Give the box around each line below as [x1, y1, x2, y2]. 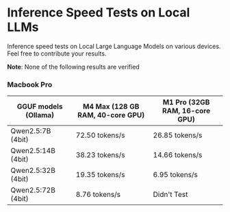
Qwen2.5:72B [10, 185, 56, 195]
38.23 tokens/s [75, 150, 125, 160]
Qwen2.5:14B [10, 146, 56, 156]
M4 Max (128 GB [83, 102, 140, 111]
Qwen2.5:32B [10, 166, 56, 176]
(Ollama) [25, 110, 55, 120]
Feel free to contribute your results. [7, 49, 107, 58]
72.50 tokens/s [75, 130, 125, 140]
